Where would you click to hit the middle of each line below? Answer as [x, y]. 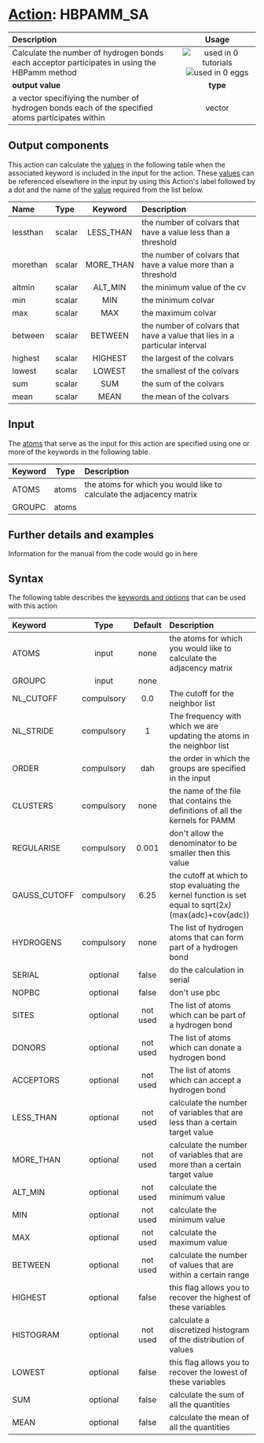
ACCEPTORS [36, 1080]
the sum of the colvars [183, 383]
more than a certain [205, 1164]
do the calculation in [207, 970]
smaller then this [200, 853]
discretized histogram [209, 1330]
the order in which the [210, 758]
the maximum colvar [179, 312]
